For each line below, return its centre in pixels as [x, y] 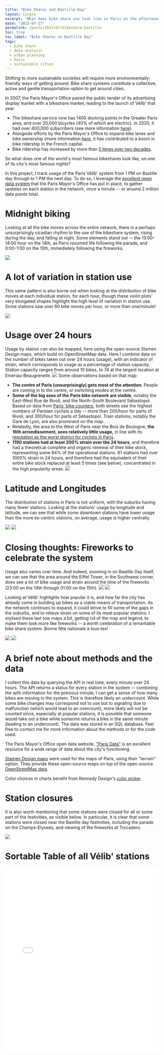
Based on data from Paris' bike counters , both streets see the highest [82, 406]
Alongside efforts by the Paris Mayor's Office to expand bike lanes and [83, 134]
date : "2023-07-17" [25, 23]
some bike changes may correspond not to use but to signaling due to [76, 703]
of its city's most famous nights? [38, 164]
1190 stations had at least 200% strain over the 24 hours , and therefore [86, 442]
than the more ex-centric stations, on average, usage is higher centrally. [78, 517]
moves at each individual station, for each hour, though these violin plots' [79, 296]
